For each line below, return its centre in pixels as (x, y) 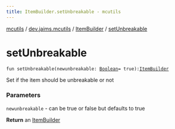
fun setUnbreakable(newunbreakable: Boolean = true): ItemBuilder (87, 69)
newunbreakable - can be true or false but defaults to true (76, 108)
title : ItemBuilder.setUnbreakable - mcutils (63, 12)
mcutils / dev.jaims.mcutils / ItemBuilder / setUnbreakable (77, 29)
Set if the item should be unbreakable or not (60, 80)
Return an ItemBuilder (33, 119)
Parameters (23, 95)
